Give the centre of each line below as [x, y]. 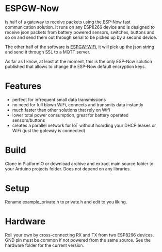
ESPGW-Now [32, 8]
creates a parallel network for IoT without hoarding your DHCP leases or [84, 125]
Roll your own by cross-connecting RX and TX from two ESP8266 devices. [80, 235]
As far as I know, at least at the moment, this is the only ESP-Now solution [79, 61]
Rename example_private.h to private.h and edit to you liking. [66, 202]
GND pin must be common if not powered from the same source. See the [78, 240]
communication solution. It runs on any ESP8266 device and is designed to [80, 27]
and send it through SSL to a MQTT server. [48, 52]
